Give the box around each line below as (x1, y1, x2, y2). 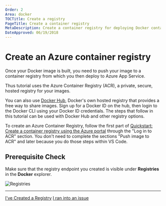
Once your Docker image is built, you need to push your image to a (5, 68, 141, 74)
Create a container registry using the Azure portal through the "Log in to (5, 128, 152, 134)
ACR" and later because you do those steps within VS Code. (5, 138, 128, 144)
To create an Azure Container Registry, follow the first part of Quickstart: (5, 123, 153, 128)
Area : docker (5, 12, 32, 17)
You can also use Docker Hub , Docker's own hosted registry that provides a (5, 97, 160, 103)
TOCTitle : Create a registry (5, 16, 65, 21)
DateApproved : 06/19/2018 (5, 30, 58, 35)
